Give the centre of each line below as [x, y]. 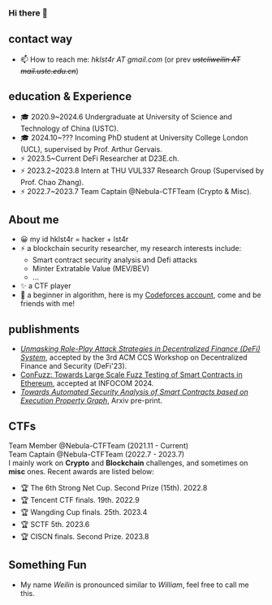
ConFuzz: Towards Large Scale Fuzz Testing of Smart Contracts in [131, 375]
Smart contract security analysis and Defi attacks [114, 260]
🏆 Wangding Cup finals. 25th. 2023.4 [84, 512]
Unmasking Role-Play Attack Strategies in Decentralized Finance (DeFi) [140, 349]
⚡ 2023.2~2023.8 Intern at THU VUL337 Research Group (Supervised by [142, 171]
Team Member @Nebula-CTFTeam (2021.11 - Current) [99, 445]
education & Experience [70, 97]
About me [34, 220]
